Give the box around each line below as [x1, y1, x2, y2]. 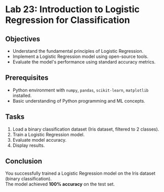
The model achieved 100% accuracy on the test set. [5, 181, 115, 187]
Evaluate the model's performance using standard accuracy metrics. [12, 59, 156, 65]
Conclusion [5, 157, 43, 166]
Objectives [5, 35, 40, 43]
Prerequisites [5, 74, 49, 82]
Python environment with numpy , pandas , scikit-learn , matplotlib [12, 87, 149, 93]
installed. [12, 92, 32, 99]
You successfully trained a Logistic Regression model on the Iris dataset [5, 170, 155, 176]
